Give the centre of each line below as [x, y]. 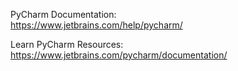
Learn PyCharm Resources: [67, 44]
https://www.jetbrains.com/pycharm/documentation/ [119, 55]
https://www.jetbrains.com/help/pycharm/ [96, 25]
